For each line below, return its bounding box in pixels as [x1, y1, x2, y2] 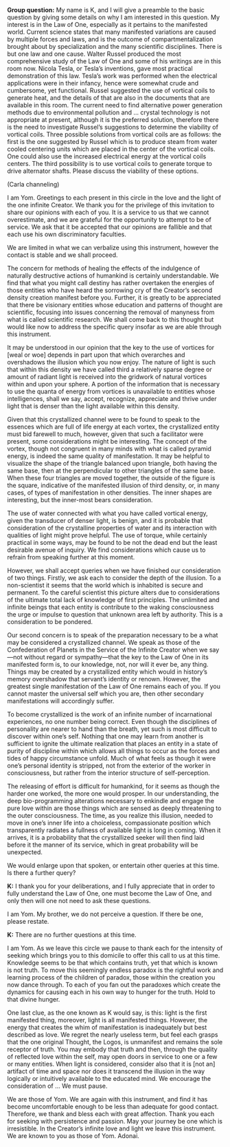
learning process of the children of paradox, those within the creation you [7, 973, 216, 981]
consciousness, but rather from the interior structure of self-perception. [7, 769, 211, 777]
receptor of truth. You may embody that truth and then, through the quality [7, 1045, 218, 1053]
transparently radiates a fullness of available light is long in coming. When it [7, 826, 221, 834]
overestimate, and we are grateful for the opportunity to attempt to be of [7, 216, 211, 223]
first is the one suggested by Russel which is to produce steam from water [7, 138, 218, 145]
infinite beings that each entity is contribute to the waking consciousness [7, 603, 214, 611]
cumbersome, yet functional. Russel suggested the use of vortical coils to [7, 86, 216, 94]
